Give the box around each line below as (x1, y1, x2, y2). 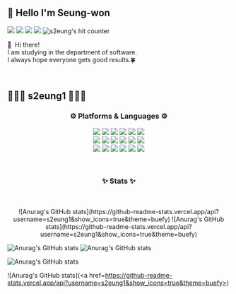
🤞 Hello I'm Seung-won (7, 7, 111, 19)
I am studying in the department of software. (7, 47, 138, 57)
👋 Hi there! (7, 40, 40, 49)
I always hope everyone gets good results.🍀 (7, 55, 136, 64)
